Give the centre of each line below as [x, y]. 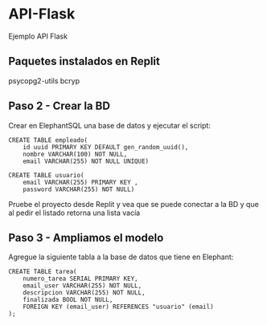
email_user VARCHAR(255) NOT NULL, [82, 286]
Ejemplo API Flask [38, 36]
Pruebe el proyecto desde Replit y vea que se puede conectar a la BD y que [133, 204]
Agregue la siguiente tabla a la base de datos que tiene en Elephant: [121, 257]
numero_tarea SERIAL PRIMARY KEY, [80, 279]
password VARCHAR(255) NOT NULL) [79, 189]
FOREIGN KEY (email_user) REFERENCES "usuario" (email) [119, 307]
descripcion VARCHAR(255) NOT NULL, [84, 293]
